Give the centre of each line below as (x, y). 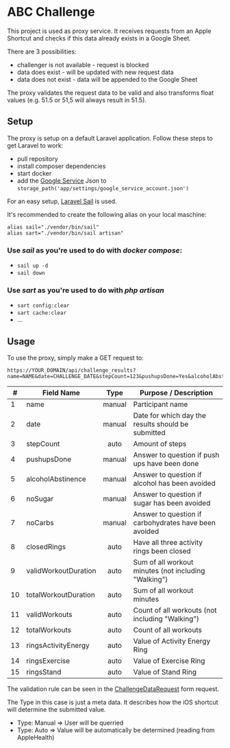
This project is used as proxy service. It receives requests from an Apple (109, 31)
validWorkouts (50, 615)
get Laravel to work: (35, 145)
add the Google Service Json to (62, 180)
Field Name (61, 393)
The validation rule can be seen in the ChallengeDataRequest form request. (113, 689)
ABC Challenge (51, 12)
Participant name (161, 404)
